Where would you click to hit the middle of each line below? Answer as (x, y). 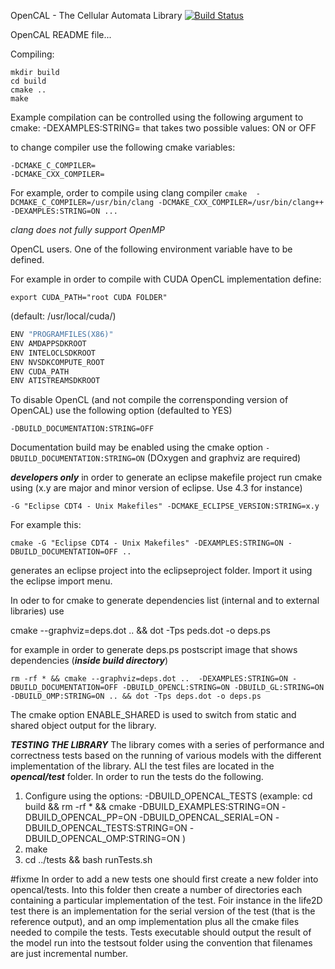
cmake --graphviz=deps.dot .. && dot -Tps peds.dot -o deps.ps (140, 631)
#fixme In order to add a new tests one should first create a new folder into (164, 879)
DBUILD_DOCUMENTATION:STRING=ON (77, 459)
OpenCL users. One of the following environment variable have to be (151, 249)
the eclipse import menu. (61, 581)
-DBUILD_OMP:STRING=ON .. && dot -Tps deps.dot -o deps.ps (136, 696)
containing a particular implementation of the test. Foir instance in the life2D (166, 901)
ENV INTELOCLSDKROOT (53, 353)
